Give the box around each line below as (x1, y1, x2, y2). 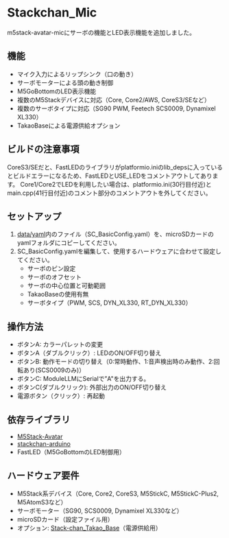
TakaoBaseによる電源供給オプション (16, 121, 121, 130)
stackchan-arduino (16, 440, 71, 447)
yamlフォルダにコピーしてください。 (16, 239, 121, 247)
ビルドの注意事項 (7, 143, 80, 155)
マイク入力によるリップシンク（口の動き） (16, 70, 138, 78)
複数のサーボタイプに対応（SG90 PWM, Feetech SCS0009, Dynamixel (16, 104, 216, 113)
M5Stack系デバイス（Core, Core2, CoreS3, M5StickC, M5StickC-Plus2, (16, 489, 219, 498)
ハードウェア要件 (7, 470, 80, 482)
